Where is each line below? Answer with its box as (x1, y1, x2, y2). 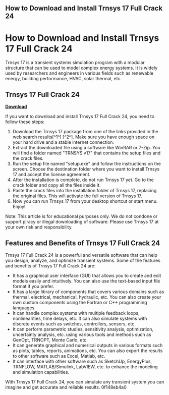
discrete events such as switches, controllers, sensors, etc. (12, 320, 136, 327)
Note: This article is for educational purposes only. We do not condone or (5, 213, 158, 219)
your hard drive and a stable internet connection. (12, 139, 115, 145)
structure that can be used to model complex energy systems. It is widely (5, 65, 158, 71)
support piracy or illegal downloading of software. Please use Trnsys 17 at (5, 219, 159, 225)
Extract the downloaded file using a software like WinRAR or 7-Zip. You (12, 145, 160, 151)
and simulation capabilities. (12, 369, 70, 375)
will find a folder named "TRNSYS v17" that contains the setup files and (12, 150, 160, 156)
